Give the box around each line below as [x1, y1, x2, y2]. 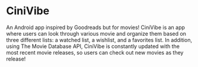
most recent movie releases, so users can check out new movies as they [6, 49, 184, 56]
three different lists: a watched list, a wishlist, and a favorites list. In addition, [6, 36, 193, 43]
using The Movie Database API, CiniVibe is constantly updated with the [6, 43, 180, 50]
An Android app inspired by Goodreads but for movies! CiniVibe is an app [6, 24, 186, 31]
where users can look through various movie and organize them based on [6, 30, 187, 37]
